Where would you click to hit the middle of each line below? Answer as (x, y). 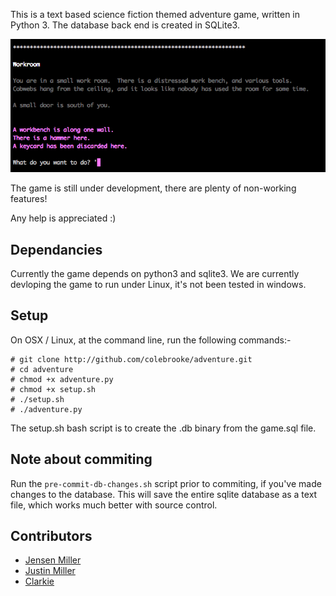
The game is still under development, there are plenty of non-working (153, 188)
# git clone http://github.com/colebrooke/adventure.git (131, 359)
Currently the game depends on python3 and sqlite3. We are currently (155, 273)
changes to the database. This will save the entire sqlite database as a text (164, 494)
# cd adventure (42, 369)
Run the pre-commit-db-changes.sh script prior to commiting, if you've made (166, 483)
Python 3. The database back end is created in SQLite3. (125, 25)
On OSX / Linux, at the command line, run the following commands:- (151, 340)
